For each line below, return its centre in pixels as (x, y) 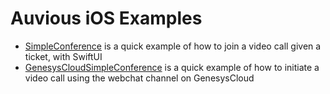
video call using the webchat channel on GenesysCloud (139, 78)
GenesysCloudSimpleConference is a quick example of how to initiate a (172, 67)
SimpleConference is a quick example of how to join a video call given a (173, 46)
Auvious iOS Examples (106, 18)
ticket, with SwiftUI (63, 56)
